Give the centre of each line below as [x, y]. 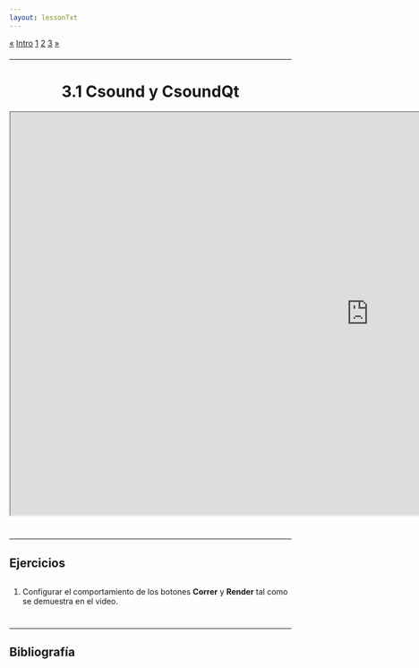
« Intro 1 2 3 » [34, 43]
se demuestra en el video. [70, 601]
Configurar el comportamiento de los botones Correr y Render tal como [155, 591]
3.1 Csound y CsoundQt [150, 91]
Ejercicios [37, 563]
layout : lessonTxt [43, 17]
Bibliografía [43, 652]
